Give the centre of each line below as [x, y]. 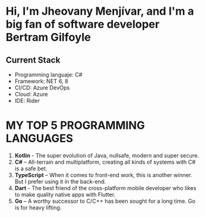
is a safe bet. [31, 168]
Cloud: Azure [31, 94]
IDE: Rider [27, 101]
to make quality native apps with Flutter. [65, 194]
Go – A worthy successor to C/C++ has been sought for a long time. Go [105, 201]
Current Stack [33, 60]
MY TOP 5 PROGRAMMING [75, 125]
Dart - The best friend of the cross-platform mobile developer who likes [106, 188]
